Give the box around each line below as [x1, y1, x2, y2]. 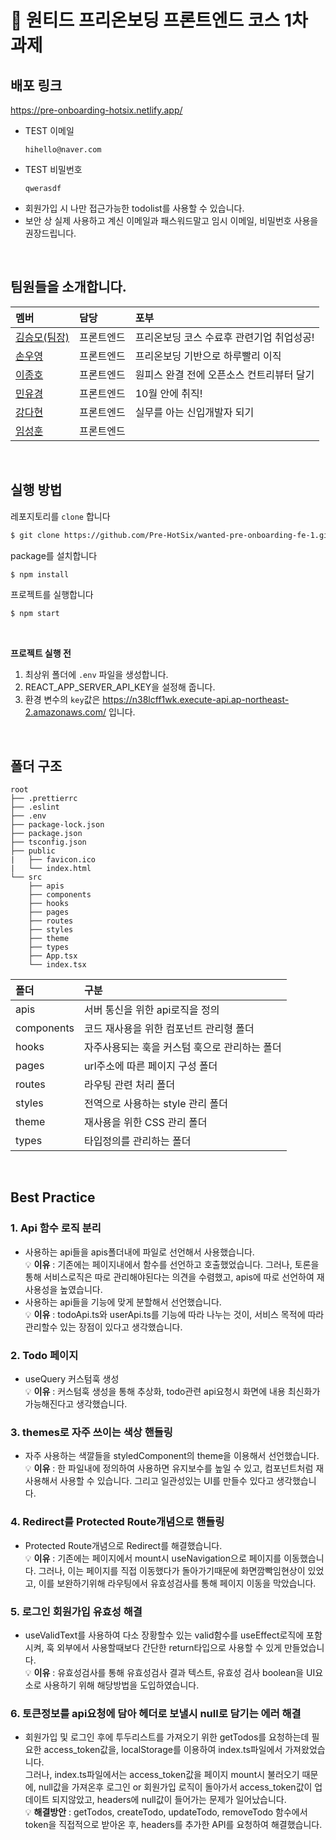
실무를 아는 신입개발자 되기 [134, 405, 255, 419]
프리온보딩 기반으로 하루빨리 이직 [134, 349, 282, 363]
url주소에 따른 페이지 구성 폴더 [83, 1059, 218, 1073]
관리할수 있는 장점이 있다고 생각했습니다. [24, 1321, 183, 1333]
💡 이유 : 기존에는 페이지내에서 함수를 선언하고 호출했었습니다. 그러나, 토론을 [24, 1258, 320, 1270]
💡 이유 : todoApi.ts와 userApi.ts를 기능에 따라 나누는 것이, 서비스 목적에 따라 [24, 1308, 325, 1320]
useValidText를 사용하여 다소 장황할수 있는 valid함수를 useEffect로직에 [24, 1629, 305, 1641]
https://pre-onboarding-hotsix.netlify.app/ [10, 104, 183, 116]
